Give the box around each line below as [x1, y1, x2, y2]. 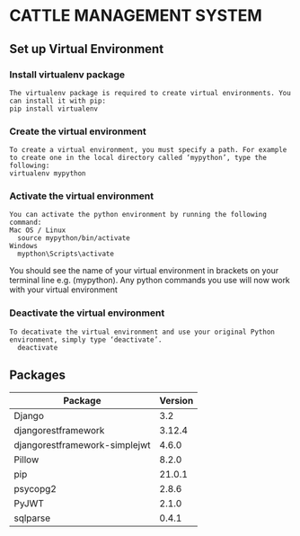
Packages [9, 368, 66, 383]
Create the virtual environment [9, 125, 146, 138]
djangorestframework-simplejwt [13, 438, 151, 451]
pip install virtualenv [9, 104, 99, 113]
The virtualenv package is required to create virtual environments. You [9, 88, 292, 97]
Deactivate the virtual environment [9, 307, 165, 319]
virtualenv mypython [9, 169, 87, 178]
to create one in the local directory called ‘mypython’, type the [9, 154, 268, 163]
